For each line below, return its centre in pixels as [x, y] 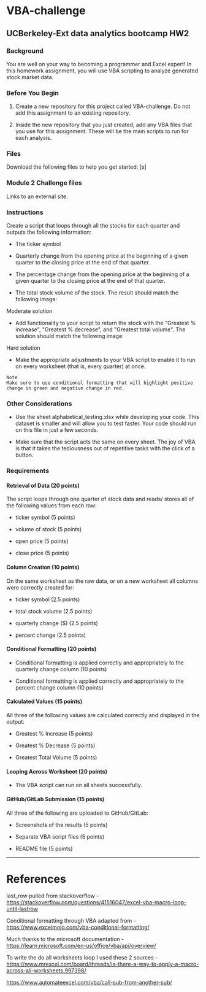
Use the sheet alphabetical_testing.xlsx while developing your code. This [107, 417]
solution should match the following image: [69, 336]
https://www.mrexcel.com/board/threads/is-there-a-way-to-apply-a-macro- [103, 964]
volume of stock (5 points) [48, 529]
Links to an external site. [37, 196]
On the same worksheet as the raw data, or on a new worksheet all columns [102, 581]
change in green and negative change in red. [65, 388]
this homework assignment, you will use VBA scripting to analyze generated [102, 71]
